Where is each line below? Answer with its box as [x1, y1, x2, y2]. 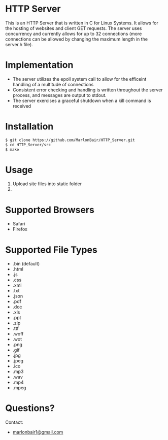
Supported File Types [5, 244, 97, 255]
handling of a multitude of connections [12, 81, 94, 87]
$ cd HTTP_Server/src [5, 142, 51, 147]
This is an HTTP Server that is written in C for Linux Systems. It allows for [5, 20, 158, 26]
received [12, 103, 31, 109]
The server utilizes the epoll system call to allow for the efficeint [12, 76, 147, 82]
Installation [5, 121, 54, 132]
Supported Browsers [5, 204, 95, 216]
